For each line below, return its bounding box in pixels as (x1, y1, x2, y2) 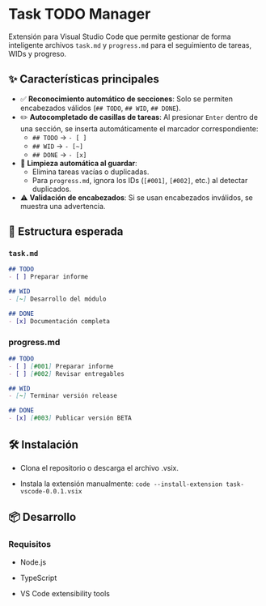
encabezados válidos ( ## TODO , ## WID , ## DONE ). (19, 103, 181, 113)
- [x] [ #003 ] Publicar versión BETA (8, 414, 132, 422)
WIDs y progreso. (8, 49, 67, 58)
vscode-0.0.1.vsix (19, 487, 82, 495)
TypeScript (19, 573, 57, 583)
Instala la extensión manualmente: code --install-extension (19, 479, 223, 489)
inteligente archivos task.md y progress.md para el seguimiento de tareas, (8, 40, 252, 49)
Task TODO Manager (8, 5, 151, 23)
